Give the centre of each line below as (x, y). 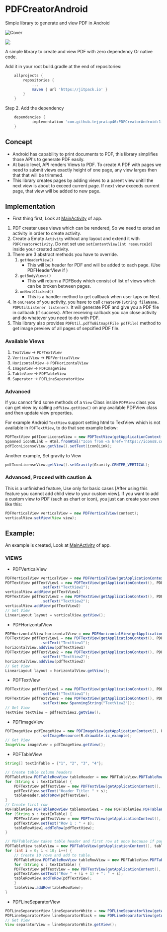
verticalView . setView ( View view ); (41, 518)
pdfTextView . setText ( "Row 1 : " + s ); (54, 823)
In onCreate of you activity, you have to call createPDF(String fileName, (86, 302)
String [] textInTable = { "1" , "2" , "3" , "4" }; (54, 763)
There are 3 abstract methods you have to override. (65, 254)
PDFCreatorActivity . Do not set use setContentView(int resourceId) (83, 244)
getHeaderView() (37, 260)
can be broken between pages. (59, 286)
